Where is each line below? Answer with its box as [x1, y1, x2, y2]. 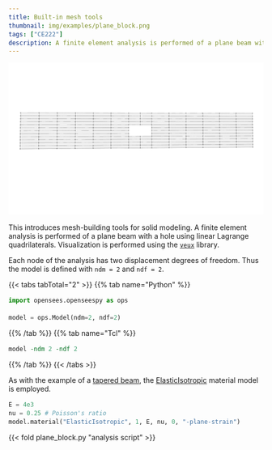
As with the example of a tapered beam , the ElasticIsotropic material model [8, 375, 259, 384]
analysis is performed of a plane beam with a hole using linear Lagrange [8, 231, 249, 241]
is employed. [8, 384, 51, 393]
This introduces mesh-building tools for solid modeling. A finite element [8, 223, 247, 232]
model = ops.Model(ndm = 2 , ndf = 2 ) [8, 314, 121, 322]
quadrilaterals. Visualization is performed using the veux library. [8, 240, 220, 250]
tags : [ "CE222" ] [8, 30, 63, 38]
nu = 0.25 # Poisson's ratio [8, 409, 107, 417]
